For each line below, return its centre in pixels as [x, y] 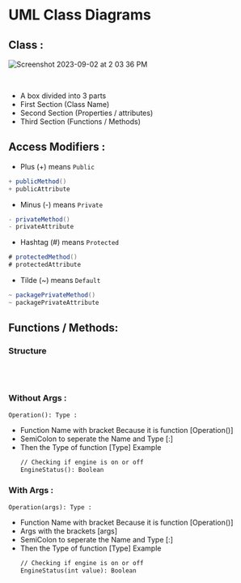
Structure [27, 351]
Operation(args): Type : [50, 507]
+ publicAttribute [39, 189]
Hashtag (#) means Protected [70, 242]
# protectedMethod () [43, 257]
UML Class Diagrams [80, 15]
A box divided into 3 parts [63, 96]
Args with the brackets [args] [69, 531]
